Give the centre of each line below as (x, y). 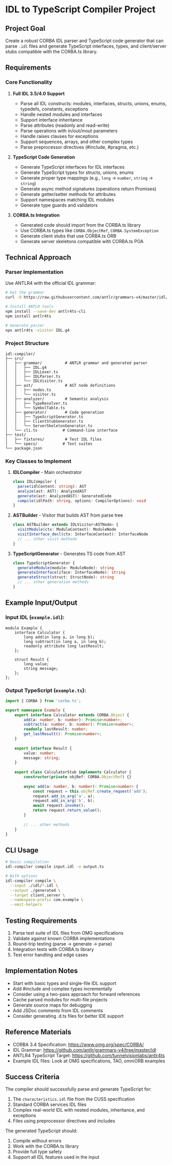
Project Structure (27, 343)
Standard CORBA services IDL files (50, 1104)
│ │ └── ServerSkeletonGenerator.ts (49, 426)
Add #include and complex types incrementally (62, 989)
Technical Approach (38, 258)
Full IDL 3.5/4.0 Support (39, 93)
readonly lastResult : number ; (56, 729)
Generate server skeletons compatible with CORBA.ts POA (82, 241)
